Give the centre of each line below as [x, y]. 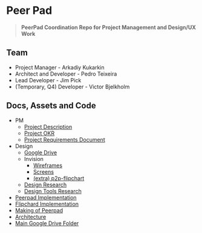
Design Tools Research [53, 191]
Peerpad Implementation [46, 197]
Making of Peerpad [39, 210]
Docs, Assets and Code [51, 106]
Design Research [45, 185]
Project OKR [39, 133]
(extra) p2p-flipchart [59, 178]
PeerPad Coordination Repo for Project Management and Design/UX [109, 27]
